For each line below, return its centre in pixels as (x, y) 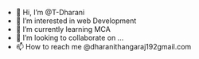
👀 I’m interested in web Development (76, 21)
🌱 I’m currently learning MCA (63, 29)
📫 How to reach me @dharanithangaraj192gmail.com (103, 47)
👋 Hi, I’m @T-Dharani (50, 12)
